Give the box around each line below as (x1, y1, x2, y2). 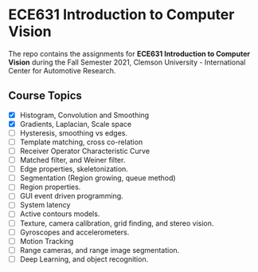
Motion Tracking (19, 236, 74, 246)
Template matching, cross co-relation (19, 137, 143, 147)
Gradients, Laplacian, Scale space (19, 119, 132, 128)
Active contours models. (19, 209, 100, 219)
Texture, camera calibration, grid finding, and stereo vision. (19, 218, 214, 228)
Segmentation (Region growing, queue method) (19, 173, 177, 183)
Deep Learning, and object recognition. (19, 254, 149, 264)
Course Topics (8, 89, 82, 103)
